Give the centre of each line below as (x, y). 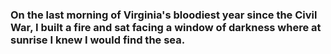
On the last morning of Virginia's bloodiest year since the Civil (164, 15)
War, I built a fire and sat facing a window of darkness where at (166, 27)
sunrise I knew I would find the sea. (98, 40)
